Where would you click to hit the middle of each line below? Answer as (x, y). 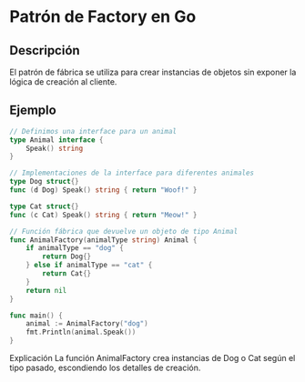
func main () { (36, 316)
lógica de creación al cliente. (63, 82)
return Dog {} (67, 256)
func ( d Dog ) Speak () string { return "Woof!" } (103, 190)
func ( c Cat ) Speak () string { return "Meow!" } (103, 215)
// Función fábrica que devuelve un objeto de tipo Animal (124, 231)
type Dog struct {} (44, 182)
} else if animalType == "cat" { (89, 266)
